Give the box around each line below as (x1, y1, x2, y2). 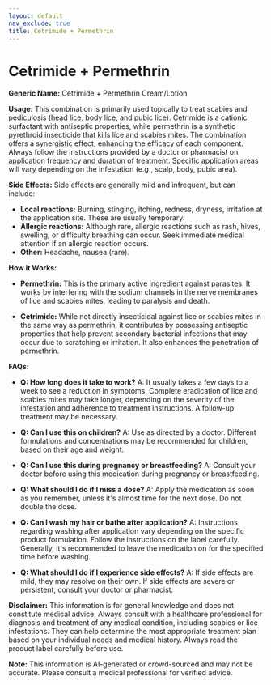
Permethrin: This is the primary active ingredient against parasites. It (19, 279, 251, 288)
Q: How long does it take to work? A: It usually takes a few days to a (19, 377, 249, 387)
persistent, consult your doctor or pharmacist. (19, 585, 174, 595)
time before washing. (19, 552, 91, 562)
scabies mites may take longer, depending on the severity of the (19, 394, 235, 405)
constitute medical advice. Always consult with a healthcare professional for (8, 609, 263, 619)
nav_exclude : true (8, 19, 70, 28)
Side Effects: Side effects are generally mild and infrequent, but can (8, 180, 236, 190)
